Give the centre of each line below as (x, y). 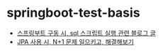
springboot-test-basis (73, 13)
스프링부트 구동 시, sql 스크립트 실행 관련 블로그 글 (86, 33)
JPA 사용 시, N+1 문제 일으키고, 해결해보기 (75, 41)
